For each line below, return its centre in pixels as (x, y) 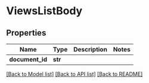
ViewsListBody (44, 11)
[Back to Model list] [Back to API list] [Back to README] (74, 74)
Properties (26, 33)
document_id (28, 59)
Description (90, 50)
